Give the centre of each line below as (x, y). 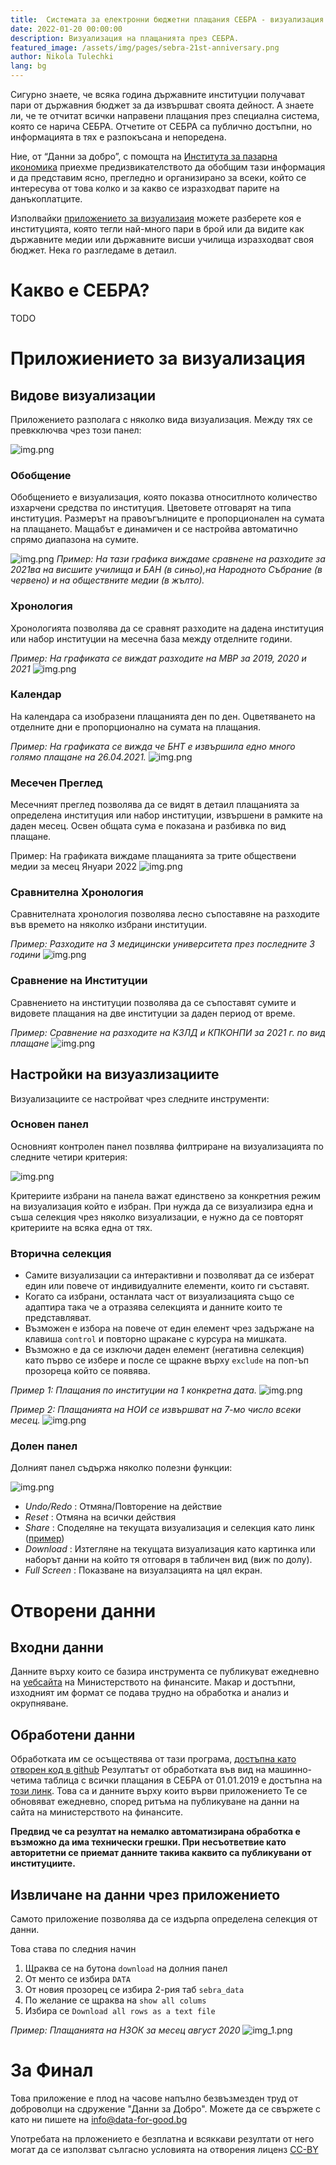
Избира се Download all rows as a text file (120, 2011)
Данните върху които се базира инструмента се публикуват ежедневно (165, 1672)
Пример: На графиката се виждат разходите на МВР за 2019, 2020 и (158, 658)
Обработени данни (73, 1734)
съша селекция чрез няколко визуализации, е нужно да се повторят (157, 1217)
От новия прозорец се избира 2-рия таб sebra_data (134, 1990)
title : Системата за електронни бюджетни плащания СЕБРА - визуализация (167, 19)
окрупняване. (39, 1703)
